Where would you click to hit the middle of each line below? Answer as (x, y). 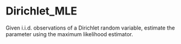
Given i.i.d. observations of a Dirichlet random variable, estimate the (90, 28)
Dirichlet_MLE (41, 11)
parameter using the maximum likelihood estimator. (70, 34)
